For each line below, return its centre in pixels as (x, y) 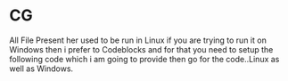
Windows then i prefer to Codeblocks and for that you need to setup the (141, 49)
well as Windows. (41, 69)
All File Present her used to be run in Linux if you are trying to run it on (138, 40)
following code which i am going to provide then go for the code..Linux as (144, 59)
